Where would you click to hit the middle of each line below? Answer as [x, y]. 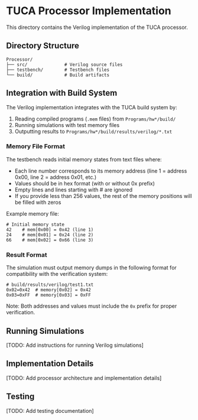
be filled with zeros [38, 202]
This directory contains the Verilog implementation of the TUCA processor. [97, 27]
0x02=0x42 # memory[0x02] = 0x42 [49, 290]
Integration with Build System [62, 93]
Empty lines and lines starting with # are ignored [74, 190]
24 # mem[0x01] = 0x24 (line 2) [50, 235]
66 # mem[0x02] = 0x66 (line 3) [50, 240]
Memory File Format [36, 146]
